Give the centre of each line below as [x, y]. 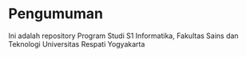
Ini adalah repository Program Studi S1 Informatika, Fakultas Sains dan [123, 36]
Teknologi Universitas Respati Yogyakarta [77, 44]
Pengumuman [56, 14]
